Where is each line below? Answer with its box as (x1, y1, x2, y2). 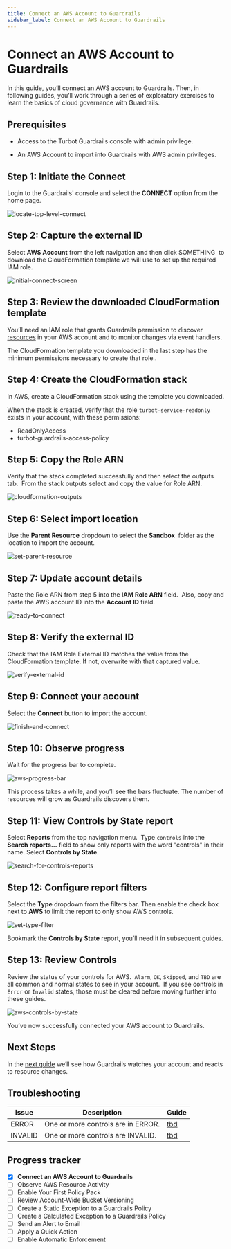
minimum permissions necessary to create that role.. (7, 354, 157, 362)
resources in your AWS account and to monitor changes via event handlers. (7, 333, 223, 341)
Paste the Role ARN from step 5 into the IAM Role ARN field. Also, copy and (7, 590, 225, 599)
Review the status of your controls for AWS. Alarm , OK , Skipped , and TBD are (7, 972, 221, 980)
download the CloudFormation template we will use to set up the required (7, 255, 216, 264)
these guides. (7, 994, 46, 1003)
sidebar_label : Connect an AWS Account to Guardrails (7, 17, 166, 24)
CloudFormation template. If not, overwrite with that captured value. (7, 657, 201, 665)
